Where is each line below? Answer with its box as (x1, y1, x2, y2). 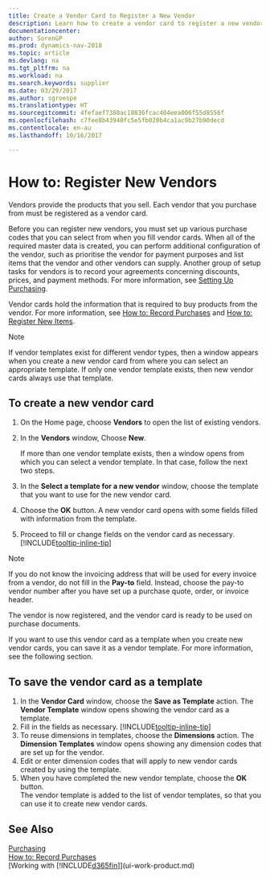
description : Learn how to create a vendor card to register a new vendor (8, 19, 264, 27)
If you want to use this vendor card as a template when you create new (8, 634, 243, 644)
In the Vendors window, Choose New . (19, 433, 147, 443)
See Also (8, 822, 54, 836)
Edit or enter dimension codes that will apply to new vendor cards (19, 757, 238, 766)
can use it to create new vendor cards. (19, 799, 148, 809)
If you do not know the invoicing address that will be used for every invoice (8, 569, 257, 579)
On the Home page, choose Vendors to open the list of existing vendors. (19, 417, 261, 427)
